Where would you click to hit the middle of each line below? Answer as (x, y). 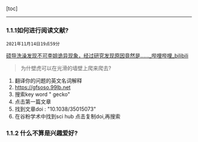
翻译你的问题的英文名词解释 (48, 81)
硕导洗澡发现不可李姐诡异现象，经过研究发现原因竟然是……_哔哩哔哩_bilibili (97, 56)
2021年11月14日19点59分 (33, 44)
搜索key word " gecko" (42, 94)
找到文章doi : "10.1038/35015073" (55, 109)
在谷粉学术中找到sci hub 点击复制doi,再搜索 (67, 117)
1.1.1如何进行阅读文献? (37, 30)
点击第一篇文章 (33, 102)
